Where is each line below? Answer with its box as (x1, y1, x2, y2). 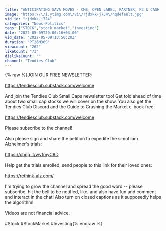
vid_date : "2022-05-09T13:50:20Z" (5, 35, 77, 40)
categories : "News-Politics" (5, 21, 66, 26)
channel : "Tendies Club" (5, 58, 57, 63)
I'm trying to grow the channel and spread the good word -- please (5, 183, 143, 190)
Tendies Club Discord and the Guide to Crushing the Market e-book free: (5, 104, 155, 110)
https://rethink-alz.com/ (5, 173, 54, 179)
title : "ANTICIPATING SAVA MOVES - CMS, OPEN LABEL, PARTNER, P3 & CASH (5, 7, 160, 12)
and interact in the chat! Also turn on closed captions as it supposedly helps (5, 194, 161, 200)
